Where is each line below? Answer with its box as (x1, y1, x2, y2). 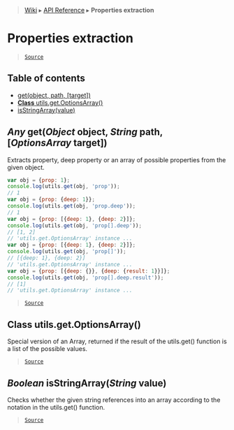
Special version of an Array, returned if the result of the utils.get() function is (7, 337, 227, 345)
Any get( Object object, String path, (7, 126, 163, 138)
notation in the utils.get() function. (7, 403, 105, 411)
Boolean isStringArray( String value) (7, 377, 167, 389)
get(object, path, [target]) (17, 91, 91, 99)
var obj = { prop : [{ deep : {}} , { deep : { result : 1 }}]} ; (7, 267, 170, 275)
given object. (7, 163, 45, 171)
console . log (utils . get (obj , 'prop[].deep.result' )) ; (7, 274, 164, 281)
